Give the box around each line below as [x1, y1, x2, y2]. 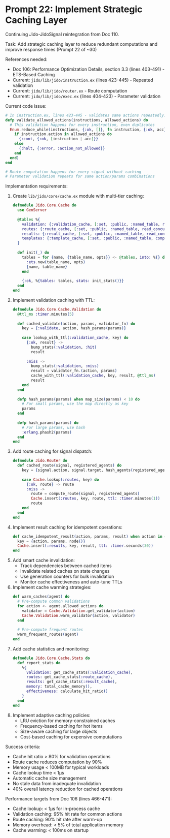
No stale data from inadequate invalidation [12, 780, 101, 786]
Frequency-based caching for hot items [20, 723, 103, 729]
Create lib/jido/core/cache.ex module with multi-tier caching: [12, 193, 144, 199]
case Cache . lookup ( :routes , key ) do [22, 477, 99, 482]
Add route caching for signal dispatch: [12, 448, 93, 454]
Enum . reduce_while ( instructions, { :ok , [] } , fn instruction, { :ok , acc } [10, 127, 166, 132]
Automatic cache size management [12, 775, 87, 781]
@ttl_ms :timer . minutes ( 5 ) [17, 312, 74, 317]
